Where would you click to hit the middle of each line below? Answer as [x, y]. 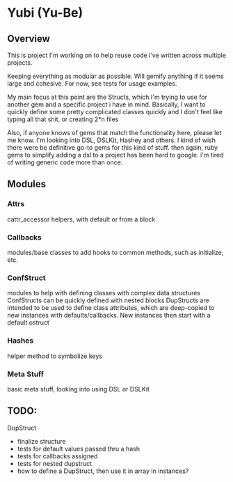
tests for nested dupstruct [55, 463]
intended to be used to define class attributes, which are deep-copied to [111, 308]
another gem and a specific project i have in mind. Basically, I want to [106, 104]
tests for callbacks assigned [57, 456]
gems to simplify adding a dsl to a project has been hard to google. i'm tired [115, 155]
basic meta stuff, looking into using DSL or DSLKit [78, 389]
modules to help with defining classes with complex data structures [104, 293]
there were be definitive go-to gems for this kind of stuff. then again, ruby [112, 147]
